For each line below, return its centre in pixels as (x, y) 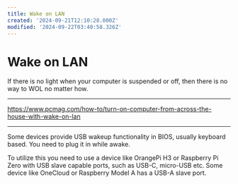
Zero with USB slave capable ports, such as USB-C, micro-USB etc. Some (115, 166)
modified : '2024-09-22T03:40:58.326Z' (64, 27)
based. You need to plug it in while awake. (69, 145)
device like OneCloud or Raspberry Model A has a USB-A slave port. (107, 173)
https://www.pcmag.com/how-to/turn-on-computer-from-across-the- (109, 109)
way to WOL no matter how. (48, 89)
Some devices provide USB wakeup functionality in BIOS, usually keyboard (117, 137)
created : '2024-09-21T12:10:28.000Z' (63, 20)
